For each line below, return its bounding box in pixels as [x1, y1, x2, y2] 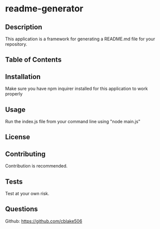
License [5, 133, 30, 142]
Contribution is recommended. [5, 163, 68, 169]
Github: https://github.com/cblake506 [5, 218, 82, 224]
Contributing [5, 150, 46, 158]
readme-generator [5, 3, 83, 14]
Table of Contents [5, 56, 62, 64]
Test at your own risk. [5, 191, 50, 197]
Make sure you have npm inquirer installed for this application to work [5, 85, 148, 92]
